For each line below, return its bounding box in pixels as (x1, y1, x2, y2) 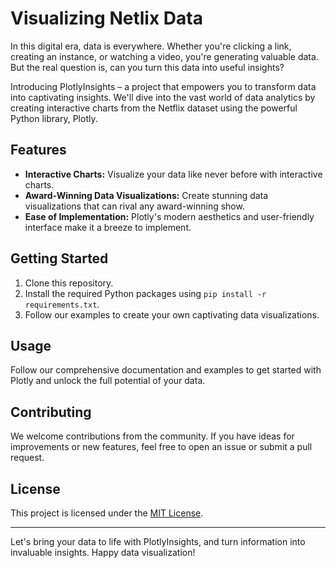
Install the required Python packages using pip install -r (24, 287, 267, 299)
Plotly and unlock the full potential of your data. (10, 375, 206, 387)
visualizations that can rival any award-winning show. (24, 200, 245, 212)
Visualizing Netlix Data (10, 7, 203, 30)
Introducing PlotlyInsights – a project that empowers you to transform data (10, 80, 317, 92)
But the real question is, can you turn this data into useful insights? (10, 61, 285, 73)
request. (10, 452, 45, 464)
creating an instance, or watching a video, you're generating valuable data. (10, 50, 319, 62)
